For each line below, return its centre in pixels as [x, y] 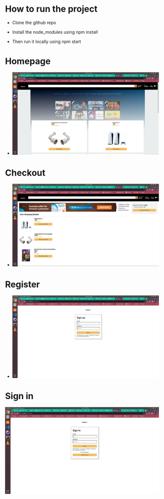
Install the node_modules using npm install [55, 32]
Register [22, 284]
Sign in [19, 396]
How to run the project [51, 9]
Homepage [28, 61]
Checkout [25, 173]
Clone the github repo [34, 23]
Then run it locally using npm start [47, 41]
